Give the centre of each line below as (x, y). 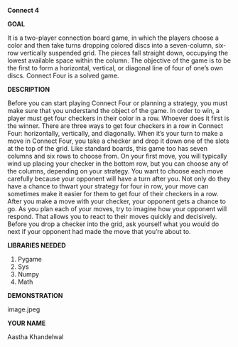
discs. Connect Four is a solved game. (63, 75)
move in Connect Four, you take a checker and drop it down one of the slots (118, 141)
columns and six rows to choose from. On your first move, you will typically (117, 156)
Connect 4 (23, 10)
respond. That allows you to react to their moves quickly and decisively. (112, 217)
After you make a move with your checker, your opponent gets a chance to (117, 201)
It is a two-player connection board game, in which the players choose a (113, 38)
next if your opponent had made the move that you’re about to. (99, 231)
